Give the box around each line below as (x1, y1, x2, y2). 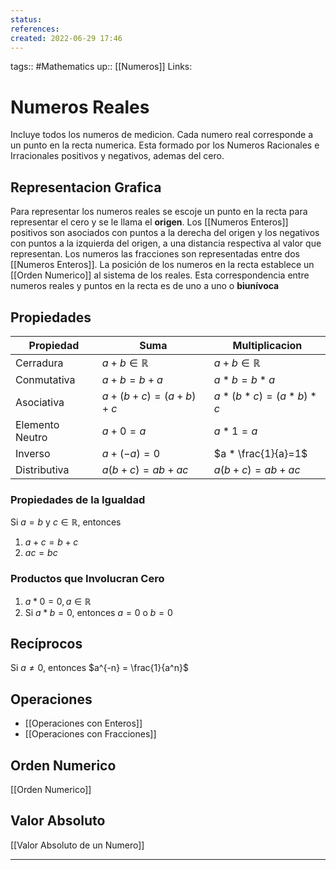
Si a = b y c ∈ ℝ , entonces (10, 516, 122, 528)
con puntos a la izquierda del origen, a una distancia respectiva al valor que (10, 237, 322, 250)
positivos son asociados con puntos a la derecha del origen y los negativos (10, 227, 320, 239)
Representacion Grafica (10, 179, 162, 196)
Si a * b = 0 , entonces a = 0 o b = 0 (24, 606, 173, 618)
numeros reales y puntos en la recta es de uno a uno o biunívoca (10, 280, 280, 292)
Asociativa (15, 395, 65, 409)
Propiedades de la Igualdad (10, 492, 146, 506)
